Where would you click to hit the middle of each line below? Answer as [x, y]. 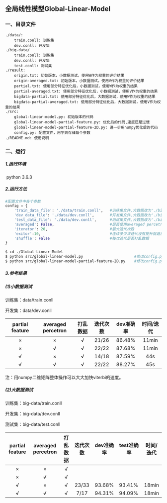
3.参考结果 [16, 273]
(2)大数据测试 [19, 390]
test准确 [129, 445]
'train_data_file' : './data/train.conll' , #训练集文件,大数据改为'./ [86, 210]
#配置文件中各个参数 [23, 201]
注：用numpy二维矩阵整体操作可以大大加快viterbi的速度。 [64, 378]
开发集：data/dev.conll [29, 310]
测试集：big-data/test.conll [33, 424]
